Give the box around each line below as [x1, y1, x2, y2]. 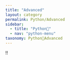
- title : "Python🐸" [10, 26, 52, 32]
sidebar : [5, 21, 24, 27]
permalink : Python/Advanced [5, 17, 65, 22]
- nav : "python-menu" [10, 31, 56, 36]
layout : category [5, 12, 42, 17]
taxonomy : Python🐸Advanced [5, 36, 63, 41]
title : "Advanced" [5, 7, 44, 13]
